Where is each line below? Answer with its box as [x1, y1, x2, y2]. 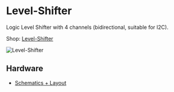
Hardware [6, 64, 43, 74]
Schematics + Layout [14, 79, 67, 86]
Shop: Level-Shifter [6, 35, 53, 42]
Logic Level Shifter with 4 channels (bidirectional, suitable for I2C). [6, 24, 169, 31]
